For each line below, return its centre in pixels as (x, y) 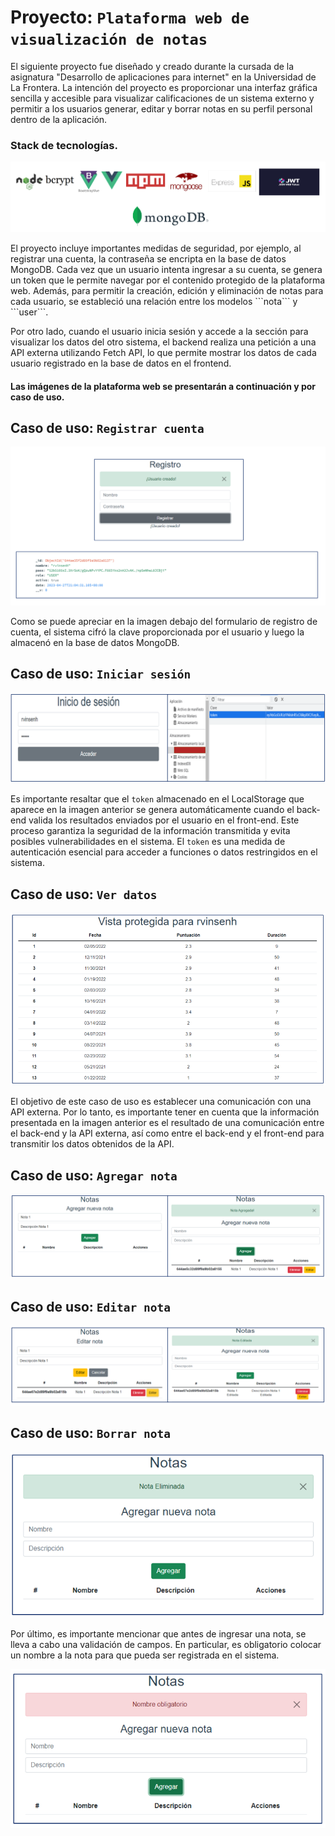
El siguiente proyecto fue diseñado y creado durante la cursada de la (152, 66)
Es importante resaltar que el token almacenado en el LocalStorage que (157, 799)
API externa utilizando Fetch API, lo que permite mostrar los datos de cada (163, 353)
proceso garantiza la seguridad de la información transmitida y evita (150, 831)
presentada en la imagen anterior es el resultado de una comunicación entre (167, 1123)
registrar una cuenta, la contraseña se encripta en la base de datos (148, 259)
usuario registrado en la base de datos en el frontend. (121, 363)
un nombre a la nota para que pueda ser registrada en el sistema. (145, 1655)
